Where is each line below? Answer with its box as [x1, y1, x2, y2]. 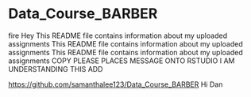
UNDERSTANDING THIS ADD [8, 64, 103, 73]
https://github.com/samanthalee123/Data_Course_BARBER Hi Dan [8, 80, 223, 89]
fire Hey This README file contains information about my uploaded [8, 31, 228, 40]
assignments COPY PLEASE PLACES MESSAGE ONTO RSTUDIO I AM [8, 56, 235, 65]
